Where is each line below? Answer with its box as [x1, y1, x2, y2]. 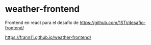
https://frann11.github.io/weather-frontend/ [5, 34, 92, 40]
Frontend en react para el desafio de [5, 20, 79, 25]
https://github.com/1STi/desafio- [79, 20, 146, 25]
